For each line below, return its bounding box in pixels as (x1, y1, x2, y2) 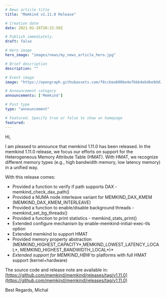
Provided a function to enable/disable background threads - (12, 204, 134, 210)
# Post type (5, 102, 30, 107)
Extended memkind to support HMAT (12, 231, 88, 237)
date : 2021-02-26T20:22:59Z (5, 25, 63, 30)
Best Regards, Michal (5, 287, 48, 293)
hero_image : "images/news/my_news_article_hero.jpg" (5, 52, 116, 57)
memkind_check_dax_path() (12, 189, 70, 195)
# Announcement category (5, 89, 56, 94)
